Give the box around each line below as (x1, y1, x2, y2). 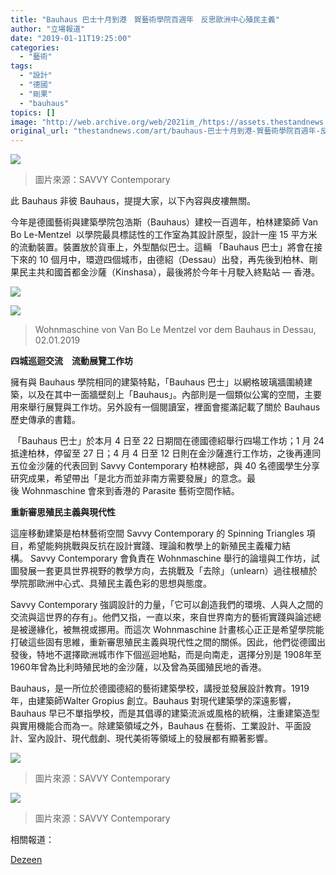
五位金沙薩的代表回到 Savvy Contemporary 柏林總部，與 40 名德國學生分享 (10, 460, 321, 472)
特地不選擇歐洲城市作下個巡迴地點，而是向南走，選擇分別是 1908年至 (36, 649, 322, 661)
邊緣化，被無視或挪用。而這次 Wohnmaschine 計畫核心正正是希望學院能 (27, 624, 325, 636)
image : (10, 117, 38, 127)
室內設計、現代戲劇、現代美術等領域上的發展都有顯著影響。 (27, 732, 273, 745)
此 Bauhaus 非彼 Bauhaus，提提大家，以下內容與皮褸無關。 (10, 195, 257, 207)
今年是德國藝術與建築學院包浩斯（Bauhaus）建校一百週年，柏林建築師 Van (10, 216, 319, 228)
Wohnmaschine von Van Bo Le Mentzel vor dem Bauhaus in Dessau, (34, 324, 317, 336)
